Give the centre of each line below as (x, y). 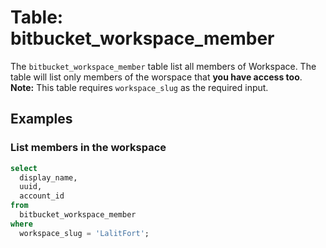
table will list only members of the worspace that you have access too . (156, 77)
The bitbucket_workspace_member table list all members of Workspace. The (163, 66)
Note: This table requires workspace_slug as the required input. (139, 87)
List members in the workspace (88, 148)
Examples (41, 119)
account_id (42, 196)
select (24, 168)
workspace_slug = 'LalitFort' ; (84, 233)
